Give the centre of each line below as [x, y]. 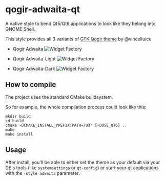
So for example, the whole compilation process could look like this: [76, 107]
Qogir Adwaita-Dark [34, 69]
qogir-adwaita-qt [43, 9]
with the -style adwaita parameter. [43, 173]
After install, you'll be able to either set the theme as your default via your [83, 162]
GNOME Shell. [20, 29]
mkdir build [18, 116]
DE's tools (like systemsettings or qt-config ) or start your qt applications [82, 168]
